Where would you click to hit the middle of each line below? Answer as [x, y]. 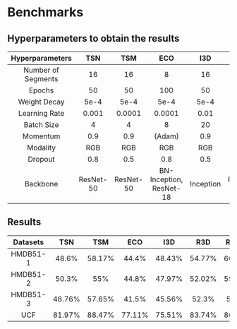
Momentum [41, 136]
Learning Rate [41, 113]
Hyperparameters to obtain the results [93, 38]
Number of [42, 70]
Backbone [41, 184]
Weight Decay [41, 102]
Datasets [29, 242]
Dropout [41, 159]
